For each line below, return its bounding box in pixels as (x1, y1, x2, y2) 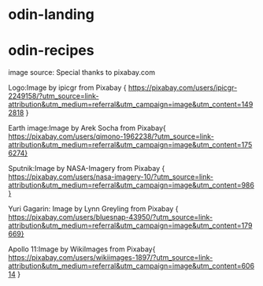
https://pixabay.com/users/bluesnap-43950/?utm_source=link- (8, 213, 213, 222)
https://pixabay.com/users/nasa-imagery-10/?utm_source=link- (8, 172, 214, 182)
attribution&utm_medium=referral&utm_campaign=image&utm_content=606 (8, 262, 254, 271)
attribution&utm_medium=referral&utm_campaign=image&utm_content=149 (8, 100, 254, 110)
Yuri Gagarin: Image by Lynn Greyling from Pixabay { (8, 204, 179, 214)
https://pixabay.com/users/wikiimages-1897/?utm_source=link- (8, 253, 213, 262)
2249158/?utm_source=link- (8, 91, 100, 101)
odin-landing (8, 6, 94, 24)
